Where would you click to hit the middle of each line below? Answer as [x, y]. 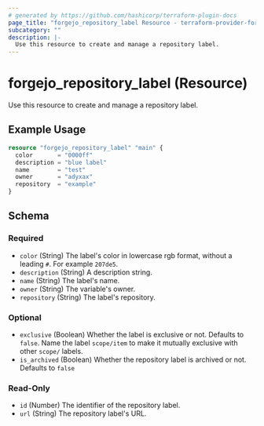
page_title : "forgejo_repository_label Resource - [93, 23]
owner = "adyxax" [54, 177]
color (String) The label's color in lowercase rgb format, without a [126, 255]
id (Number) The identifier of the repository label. [100, 406]
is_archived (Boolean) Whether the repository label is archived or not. [133, 359]
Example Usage [47, 130]
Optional [25, 317]
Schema [29, 216]
